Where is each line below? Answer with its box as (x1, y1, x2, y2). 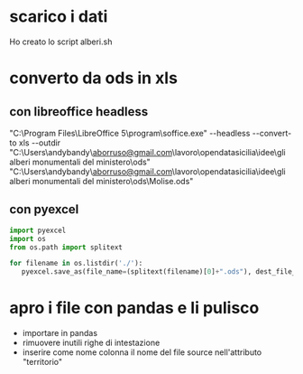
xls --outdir (18, 137, 61, 148)
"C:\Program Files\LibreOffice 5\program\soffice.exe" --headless (9, 127, 251, 138)
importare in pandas (22, 328, 97, 339)
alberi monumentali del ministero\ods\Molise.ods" (9, 175, 194, 186)
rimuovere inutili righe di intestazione (22, 337, 161, 349)
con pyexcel (9, 201, 79, 218)
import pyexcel (9, 226, 67, 235)
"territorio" (22, 357, 63, 368)
